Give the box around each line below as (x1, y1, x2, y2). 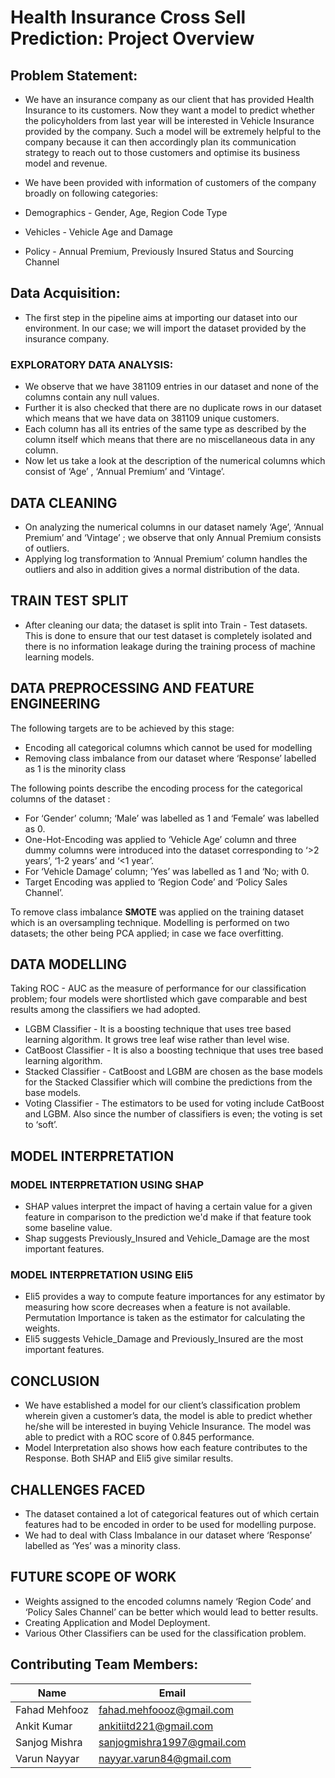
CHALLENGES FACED (10, 1481, 146, 1498)
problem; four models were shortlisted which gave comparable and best (10, 993, 308, 1005)
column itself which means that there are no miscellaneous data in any (24, 434, 316, 446)
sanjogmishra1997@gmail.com (98, 1735, 247, 1749)
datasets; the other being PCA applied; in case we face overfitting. (10, 927, 284, 939)
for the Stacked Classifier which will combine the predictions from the (24, 1076, 313, 1088)
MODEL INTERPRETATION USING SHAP (10, 1177, 204, 1191)
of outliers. (24, 542, 70, 554)
